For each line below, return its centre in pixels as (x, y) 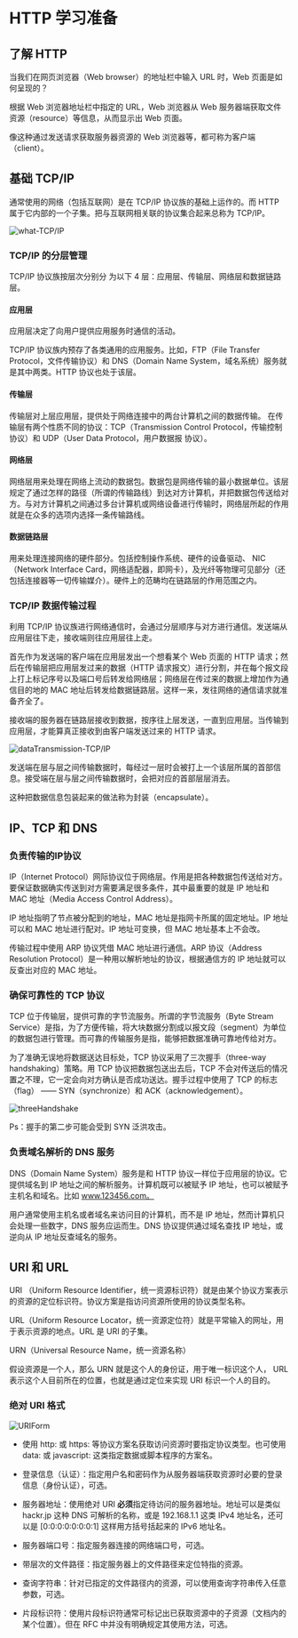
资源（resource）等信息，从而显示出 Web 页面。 (98, 118)
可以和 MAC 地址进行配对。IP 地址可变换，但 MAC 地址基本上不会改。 (137, 928)
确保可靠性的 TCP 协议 (57, 995)
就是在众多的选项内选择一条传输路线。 (79, 514)
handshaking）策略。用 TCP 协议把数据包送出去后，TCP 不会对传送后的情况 (149, 1069)
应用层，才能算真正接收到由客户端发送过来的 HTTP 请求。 (115, 731)
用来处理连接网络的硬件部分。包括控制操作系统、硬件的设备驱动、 (129, 558)
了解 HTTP (39, 54)
